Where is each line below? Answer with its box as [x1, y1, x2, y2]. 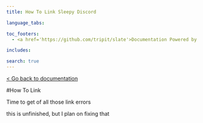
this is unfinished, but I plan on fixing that [6, 110, 109, 117]
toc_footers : [6, 31, 40, 37]
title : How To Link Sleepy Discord [6, 8, 97, 15]
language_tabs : [6, 19, 45, 26]
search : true [6, 58, 40, 64]
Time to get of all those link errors [6, 98, 91, 105]
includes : [6, 47, 32, 53]
